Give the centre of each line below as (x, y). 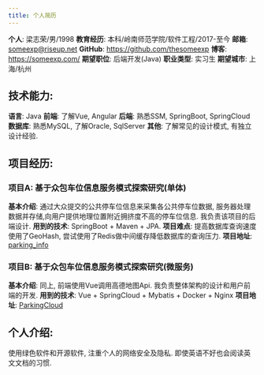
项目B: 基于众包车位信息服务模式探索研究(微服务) (101, 267)
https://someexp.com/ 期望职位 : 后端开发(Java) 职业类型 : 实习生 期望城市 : (128, 58)
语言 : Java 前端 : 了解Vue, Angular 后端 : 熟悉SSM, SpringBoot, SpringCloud (129, 116)
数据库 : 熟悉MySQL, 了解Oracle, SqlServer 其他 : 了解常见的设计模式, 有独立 (130, 126)
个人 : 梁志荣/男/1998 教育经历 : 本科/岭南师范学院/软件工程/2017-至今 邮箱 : (128, 39)
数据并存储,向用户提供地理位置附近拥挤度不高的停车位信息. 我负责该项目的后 (132, 216)
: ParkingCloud (39, 306)
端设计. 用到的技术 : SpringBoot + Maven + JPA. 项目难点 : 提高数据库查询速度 (132, 227)
